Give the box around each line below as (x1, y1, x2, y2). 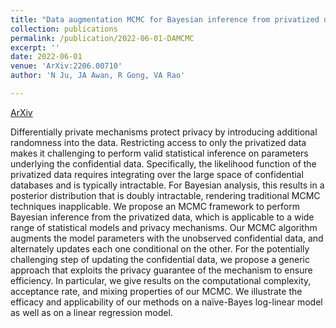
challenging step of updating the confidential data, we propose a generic (10, 253, 311, 265)
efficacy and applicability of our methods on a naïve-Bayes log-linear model (10, 296, 323, 308)
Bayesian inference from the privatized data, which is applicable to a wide (10, 211, 315, 223)
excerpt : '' (10, 42, 60, 53)
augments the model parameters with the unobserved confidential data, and (10, 232, 324, 244)
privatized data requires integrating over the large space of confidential (10, 168, 304, 180)
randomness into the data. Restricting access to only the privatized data (10, 136, 307, 148)
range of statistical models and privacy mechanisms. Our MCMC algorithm (10, 221, 318, 233)
